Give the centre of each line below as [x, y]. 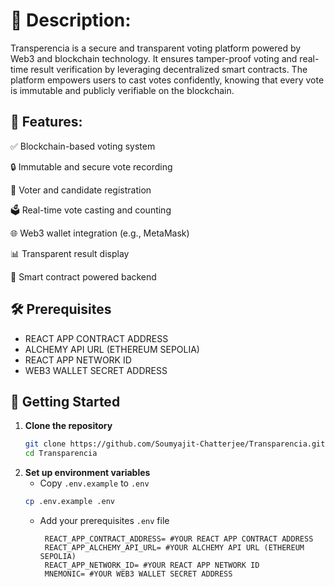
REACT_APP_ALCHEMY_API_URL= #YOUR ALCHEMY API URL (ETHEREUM [174, 548]
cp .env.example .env [69, 502]
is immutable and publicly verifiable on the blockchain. [122, 90]
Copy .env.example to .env [94, 483]
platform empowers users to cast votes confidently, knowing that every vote [167, 80]
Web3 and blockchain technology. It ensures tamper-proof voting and [154, 58]
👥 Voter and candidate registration [81, 190]
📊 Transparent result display [70, 253]
